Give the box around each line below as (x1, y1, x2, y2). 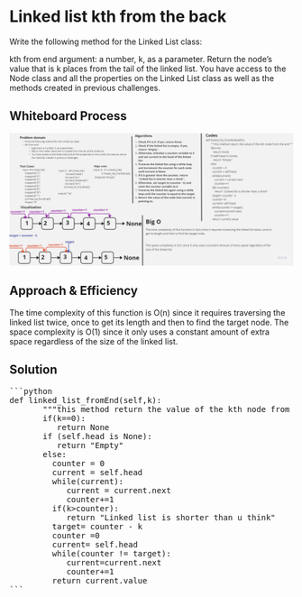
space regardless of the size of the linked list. (9, 335, 178, 346)
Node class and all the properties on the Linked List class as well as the (9, 72, 275, 83)
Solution (9, 363, 58, 378)
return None (57, 422, 110, 432)
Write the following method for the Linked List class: (9, 36, 203, 47)
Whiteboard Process (9, 108, 128, 124)
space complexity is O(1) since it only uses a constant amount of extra (9, 326, 270, 337)
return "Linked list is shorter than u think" (66, 512, 277, 522)
